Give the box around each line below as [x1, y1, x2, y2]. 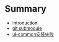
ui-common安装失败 [12, 31, 54, 37]
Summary [5, 3, 46, 15]
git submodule [12, 25, 42, 31]
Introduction [12, 20, 38, 26]
